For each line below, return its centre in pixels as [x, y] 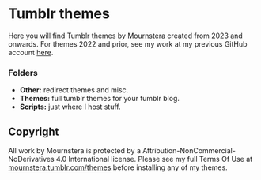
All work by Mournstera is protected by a [74, 151]
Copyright [34, 131]
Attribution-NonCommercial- [189, 151]
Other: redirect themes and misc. [74, 90]
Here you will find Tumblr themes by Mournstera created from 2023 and [125, 36]
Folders [23, 73]
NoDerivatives [31, 159]
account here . [31, 52]
